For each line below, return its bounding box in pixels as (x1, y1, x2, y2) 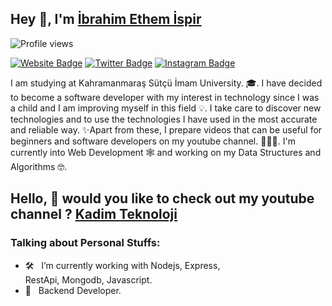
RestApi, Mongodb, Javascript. (24, 273, 153, 286)
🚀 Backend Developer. (24, 284, 122, 296)
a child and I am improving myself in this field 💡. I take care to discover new (10, 102, 322, 114)
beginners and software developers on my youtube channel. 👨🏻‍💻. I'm (10, 135, 296, 147)
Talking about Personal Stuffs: (10, 236, 161, 250)
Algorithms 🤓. (10, 160, 68, 172)
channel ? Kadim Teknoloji (10, 206, 178, 223)
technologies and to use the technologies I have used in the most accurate (10, 113, 318, 125)
